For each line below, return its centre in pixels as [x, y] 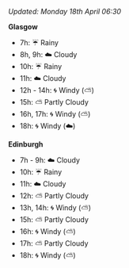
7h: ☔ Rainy [39, 42]
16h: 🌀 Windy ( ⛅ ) [48, 232]
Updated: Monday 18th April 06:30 [64, 11]
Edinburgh [26, 144]
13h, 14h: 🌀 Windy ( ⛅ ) [55, 208]
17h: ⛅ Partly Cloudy [54, 243]
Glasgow [23, 27]
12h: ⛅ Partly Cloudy [54, 196]
